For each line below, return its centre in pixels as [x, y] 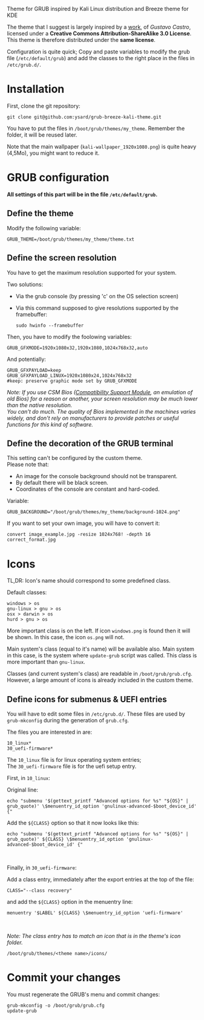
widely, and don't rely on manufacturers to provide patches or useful [93, 418]
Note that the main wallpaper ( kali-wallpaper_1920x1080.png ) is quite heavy [102, 146]
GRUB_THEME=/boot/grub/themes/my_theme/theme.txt [71, 239]
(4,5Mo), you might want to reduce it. [53, 153]
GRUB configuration [58, 178]
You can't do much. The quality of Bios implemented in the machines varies [101, 411]
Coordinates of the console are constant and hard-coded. [87, 489]
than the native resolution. [40, 405]
